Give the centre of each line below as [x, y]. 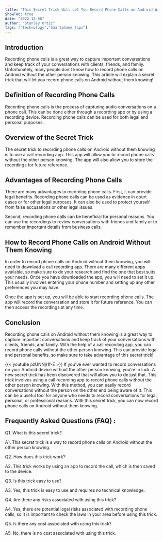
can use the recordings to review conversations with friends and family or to [81, 222]
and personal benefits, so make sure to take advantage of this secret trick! [79, 355]
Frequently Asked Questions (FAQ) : [60, 421]
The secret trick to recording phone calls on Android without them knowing [80, 149]
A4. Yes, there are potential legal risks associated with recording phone [76, 509]
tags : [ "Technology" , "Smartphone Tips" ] [47, 28]
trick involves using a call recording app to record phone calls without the [78, 380]
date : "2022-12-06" [25, 18]
